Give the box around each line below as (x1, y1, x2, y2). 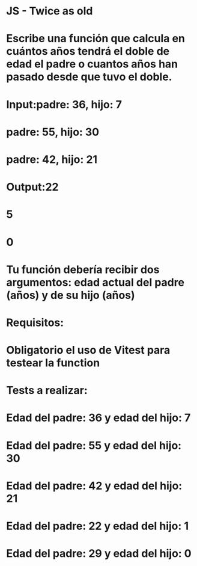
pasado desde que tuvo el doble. (6, 70, 172, 84)
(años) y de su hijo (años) (6, 288, 135, 302)
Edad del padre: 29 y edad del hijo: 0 (6, 547, 192, 561)
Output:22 (6, 180, 59, 194)
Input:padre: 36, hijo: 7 (6, 97, 122, 111)
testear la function (6, 356, 100, 370)
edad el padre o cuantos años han (6, 57, 178, 71)
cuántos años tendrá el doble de (6, 45, 170, 58)
